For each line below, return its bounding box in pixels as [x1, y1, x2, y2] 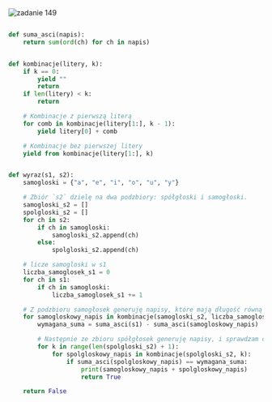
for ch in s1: [23, 276, 70, 284]
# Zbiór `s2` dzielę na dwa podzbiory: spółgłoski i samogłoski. [23, 194, 249, 202]
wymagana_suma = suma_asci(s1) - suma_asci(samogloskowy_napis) [37, 320, 259, 329]
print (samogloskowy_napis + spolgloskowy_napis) [80, 365, 249, 374]
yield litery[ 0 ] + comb [37, 127, 117, 135]
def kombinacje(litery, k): [8, 60, 104, 68]
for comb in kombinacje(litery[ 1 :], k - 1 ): [23, 119, 176, 128]
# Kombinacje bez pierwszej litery [23, 142, 143, 150]
